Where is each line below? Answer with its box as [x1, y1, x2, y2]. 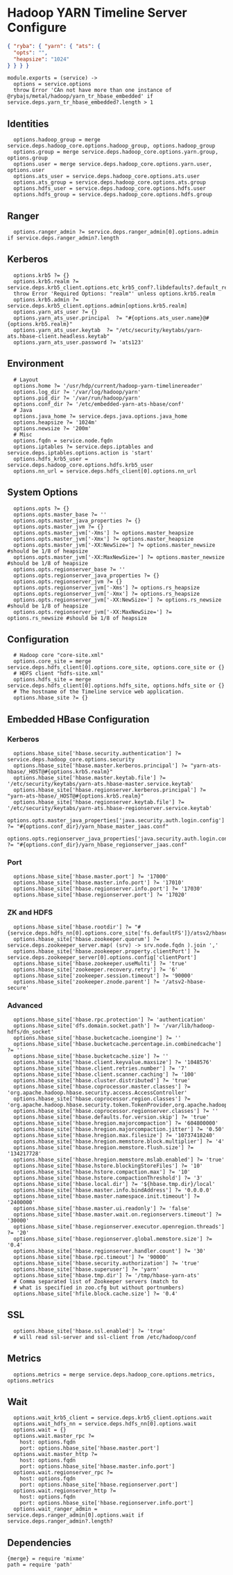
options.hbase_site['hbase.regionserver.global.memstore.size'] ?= [13, 1235, 213, 1242]
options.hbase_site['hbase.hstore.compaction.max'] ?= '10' [13, 1168, 191, 1176]
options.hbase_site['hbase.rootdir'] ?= [13, 924, 132, 931]
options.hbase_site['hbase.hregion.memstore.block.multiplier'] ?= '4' [13, 1138, 225, 1145]
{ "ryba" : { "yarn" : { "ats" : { [7, 42, 101, 49]
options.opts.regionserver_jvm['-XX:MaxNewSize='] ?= [13, 608, 172, 615]
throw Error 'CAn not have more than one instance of [13, 87, 172, 94]
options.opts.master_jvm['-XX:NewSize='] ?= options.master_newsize [13, 541, 216, 548]
